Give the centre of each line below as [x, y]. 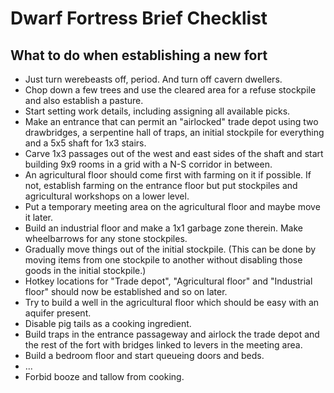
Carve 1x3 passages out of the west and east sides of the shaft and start [174, 153]
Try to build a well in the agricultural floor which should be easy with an [172, 302]
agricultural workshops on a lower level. [107, 196]
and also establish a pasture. [84, 100]
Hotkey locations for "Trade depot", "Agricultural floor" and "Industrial [168, 281]
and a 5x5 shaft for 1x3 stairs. [85, 143]
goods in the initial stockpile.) [85, 270]
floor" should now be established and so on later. [126, 291]
